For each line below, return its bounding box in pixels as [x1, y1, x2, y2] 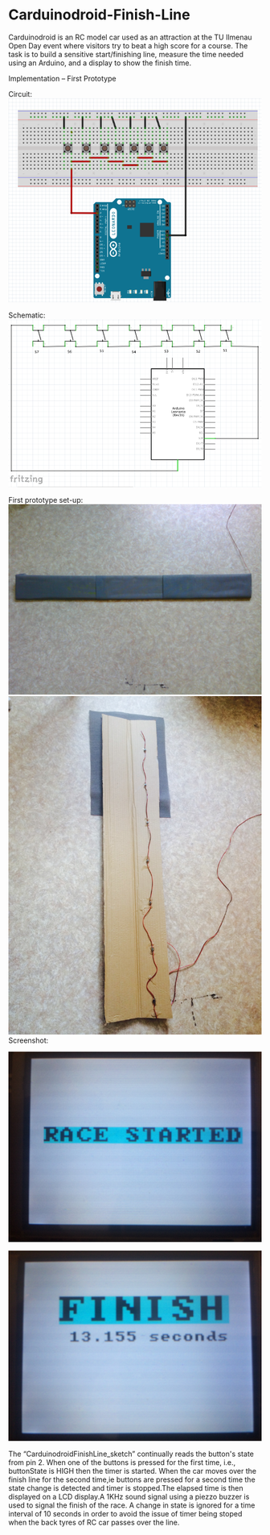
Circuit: [8, 89, 32, 98]
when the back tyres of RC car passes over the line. [8, 1517, 180, 1527]
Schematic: [8, 310, 46, 320]
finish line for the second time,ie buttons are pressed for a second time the [8, 1475, 256, 1484]
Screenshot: [8, 1035, 49, 1045]
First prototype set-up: [8, 495, 84, 504]
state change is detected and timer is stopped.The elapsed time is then [8, 1483, 243, 1492]
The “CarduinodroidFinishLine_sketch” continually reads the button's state [8, 1449, 255, 1458]
